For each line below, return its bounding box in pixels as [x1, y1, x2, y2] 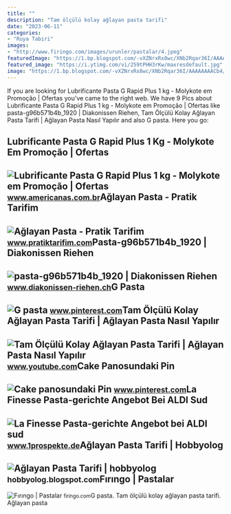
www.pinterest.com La [113, 383, 197, 396]
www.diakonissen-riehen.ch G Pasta [7, 281, 145, 293]
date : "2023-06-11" [7, 23, 63, 30]
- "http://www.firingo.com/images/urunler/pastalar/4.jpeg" [7, 49, 184, 56]
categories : [7, 29, 41, 36]
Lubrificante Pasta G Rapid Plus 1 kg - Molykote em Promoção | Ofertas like [7, 101, 221, 109]
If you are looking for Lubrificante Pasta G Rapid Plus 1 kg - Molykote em [7, 87, 212, 95]
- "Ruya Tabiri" [7, 36, 54, 43]
